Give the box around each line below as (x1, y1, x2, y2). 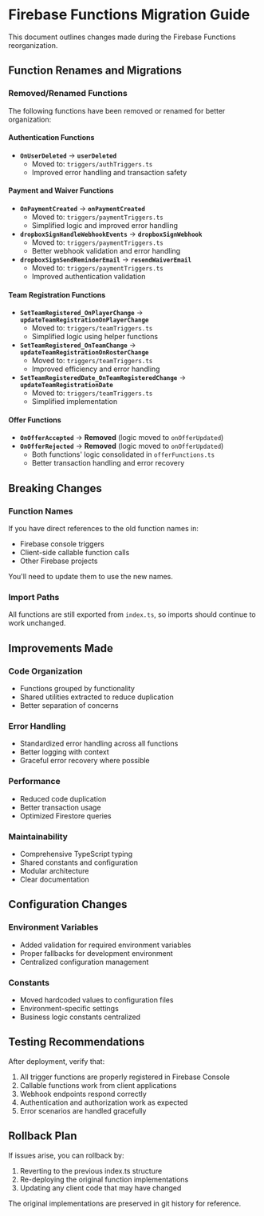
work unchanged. (8, 618, 66, 628)
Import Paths (8, 592, 60, 603)
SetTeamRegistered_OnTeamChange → (19, 340, 136, 350)
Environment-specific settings (19, 1003, 120, 1013)
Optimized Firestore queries (19, 810, 112, 821)
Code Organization (8, 666, 83, 677)
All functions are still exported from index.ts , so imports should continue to (8, 610, 257, 619)
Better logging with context (19, 747, 109, 757)
